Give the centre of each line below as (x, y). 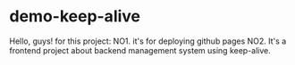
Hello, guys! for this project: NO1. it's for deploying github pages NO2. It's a (148, 41)
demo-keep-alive (75, 16)
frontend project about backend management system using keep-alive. (140, 50)
